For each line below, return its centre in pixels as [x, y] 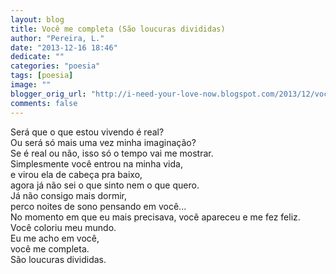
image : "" [31, 85]
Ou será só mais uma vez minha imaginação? [103, 142]
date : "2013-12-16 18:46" [64, 47]
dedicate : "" [37, 57]
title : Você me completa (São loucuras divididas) [118, 29]
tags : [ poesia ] [42, 76]
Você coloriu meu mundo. [63, 227]
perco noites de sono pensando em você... [98, 206]
